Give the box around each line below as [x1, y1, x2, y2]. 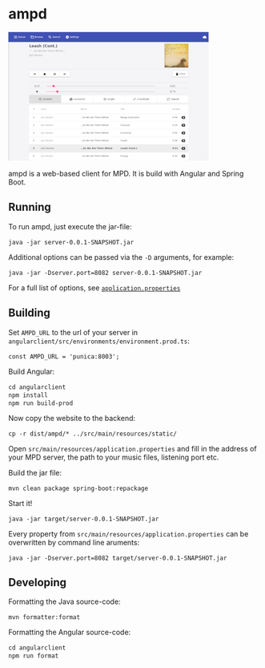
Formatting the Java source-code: [8, 597, 122, 606]
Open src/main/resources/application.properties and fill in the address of [8, 443, 258, 453]
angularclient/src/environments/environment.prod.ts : [8, 336, 190, 346]
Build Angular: [8, 366, 55, 376]
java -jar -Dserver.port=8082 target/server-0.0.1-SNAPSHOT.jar [8, 554, 227, 562]
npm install [8, 391, 48, 399]
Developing [8, 575, 66, 589]
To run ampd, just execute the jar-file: [8, 221, 132, 231]
